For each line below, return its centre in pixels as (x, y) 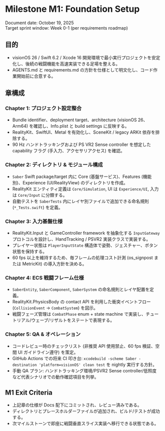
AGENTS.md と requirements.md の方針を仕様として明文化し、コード (83, 70)
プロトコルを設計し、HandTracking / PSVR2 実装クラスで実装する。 (81, 239)
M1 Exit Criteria (29, 393)
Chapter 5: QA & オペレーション (43, 334)
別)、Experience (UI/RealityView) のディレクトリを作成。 (70, 182)
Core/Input (29, 195)
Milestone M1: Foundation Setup (72, 9)
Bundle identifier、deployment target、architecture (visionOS (74, 120)
